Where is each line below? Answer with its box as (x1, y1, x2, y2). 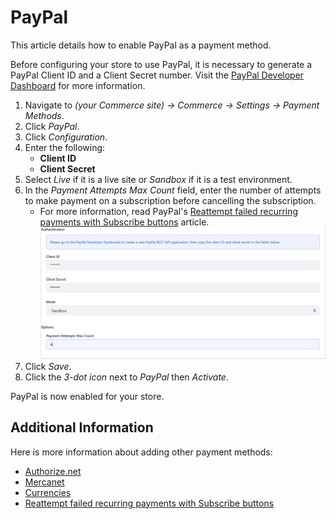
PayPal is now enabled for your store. (10, 390, 165, 402)
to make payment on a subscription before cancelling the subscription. (24, 194, 317, 206)
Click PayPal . (24, 120, 80, 132)
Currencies (24, 486, 72, 498)
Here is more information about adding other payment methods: (10, 446, 273, 458)
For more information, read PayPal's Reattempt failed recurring (39, 205, 299, 217)
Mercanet (24, 476, 65, 488)
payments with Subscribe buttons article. (39, 216, 210, 228)
